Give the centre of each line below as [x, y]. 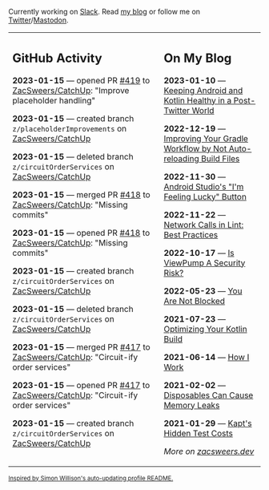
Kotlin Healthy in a [198, 100]
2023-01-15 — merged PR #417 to [81, 346]
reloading [182, 158]
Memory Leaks [192, 405]
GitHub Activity [57, 58]
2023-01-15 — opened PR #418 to [81, 233]
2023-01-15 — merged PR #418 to [81, 194]
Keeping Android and [203, 90]
